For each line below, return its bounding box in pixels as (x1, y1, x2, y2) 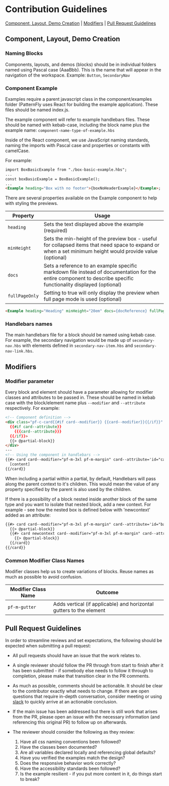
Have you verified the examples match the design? (20, 755, 125, 761)
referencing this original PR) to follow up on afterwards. (12, 719, 127, 726)
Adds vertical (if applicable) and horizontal (53, 601, 154, 608)
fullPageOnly (8, 293, 39, 299)
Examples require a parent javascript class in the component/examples (5, 96, 152, 102)
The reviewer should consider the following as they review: (12, 729, 135, 735)
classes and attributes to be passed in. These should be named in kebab (5, 394, 156, 401)
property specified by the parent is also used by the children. (5, 486, 132, 492)
